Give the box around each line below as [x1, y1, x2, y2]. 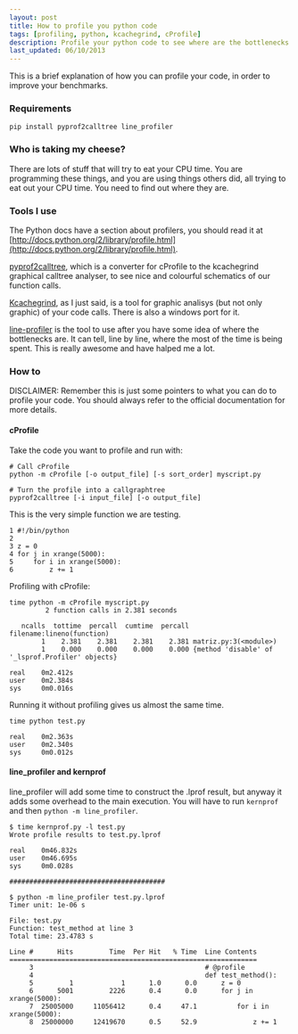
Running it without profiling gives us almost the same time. [9, 699, 225, 710]
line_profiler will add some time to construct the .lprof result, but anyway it [9, 786, 283, 797]
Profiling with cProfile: [9, 580, 91, 591]
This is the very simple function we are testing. [9, 509, 181, 520]
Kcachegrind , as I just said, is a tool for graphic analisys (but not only [9, 298, 263, 308]
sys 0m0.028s [9, 861, 74, 870]
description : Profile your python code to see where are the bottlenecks [9, 37, 290, 47]
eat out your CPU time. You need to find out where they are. [9, 182, 229, 193]
